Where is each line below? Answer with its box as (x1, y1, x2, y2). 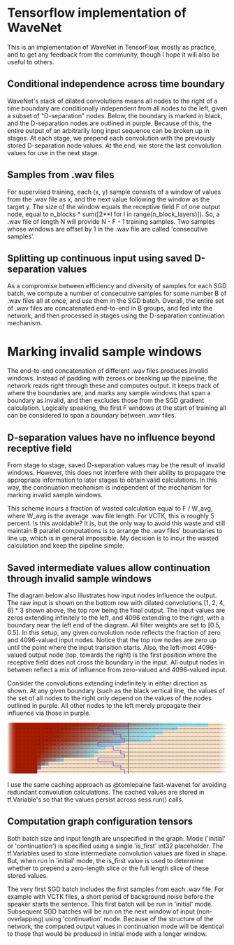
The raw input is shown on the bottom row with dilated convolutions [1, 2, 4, (7, 598, 225, 606)
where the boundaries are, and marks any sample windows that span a (7, 389, 211, 397)
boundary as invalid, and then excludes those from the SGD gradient (7, 397, 205, 405)
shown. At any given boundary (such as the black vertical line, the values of (7, 686, 225, 695)
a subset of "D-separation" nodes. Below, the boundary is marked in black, (7, 111, 223, 120)
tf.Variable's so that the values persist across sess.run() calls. (7, 795, 184, 804)
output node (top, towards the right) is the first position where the (28, 651, 217, 659)
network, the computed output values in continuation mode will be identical (7, 922, 224, 930)
